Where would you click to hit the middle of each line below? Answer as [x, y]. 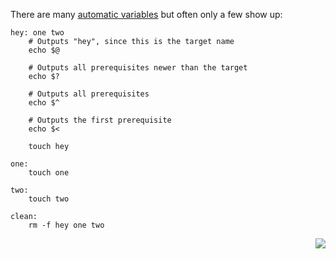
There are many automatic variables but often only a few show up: [146, 14]
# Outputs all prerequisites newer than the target [138, 68]
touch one [49, 173]
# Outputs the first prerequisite [100, 120]
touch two [49, 199]
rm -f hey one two [66, 225]
